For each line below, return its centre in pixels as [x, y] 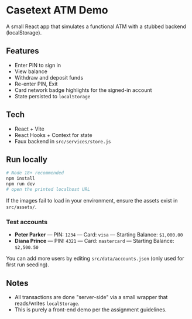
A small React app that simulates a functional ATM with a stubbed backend [96, 26]
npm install [20, 179]
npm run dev [20, 184]
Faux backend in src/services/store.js [63, 141]
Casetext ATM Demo [57, 10]
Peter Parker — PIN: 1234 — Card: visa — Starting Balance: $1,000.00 [99, 235]
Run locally [27, 159]
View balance [31, 71]
